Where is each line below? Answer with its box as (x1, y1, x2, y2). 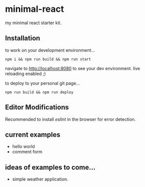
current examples (5, 130, 60, 139)
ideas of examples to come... (5, 163, 96, 171)
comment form (12, 149, 43, 155)
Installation (5, 34, 40, 42)
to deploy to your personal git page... (5, 80, 80, 86)
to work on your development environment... (5, 47, 95, 53)
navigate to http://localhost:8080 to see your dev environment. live (5, 65, 141, 71)
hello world (12, 144, 35, 150)
